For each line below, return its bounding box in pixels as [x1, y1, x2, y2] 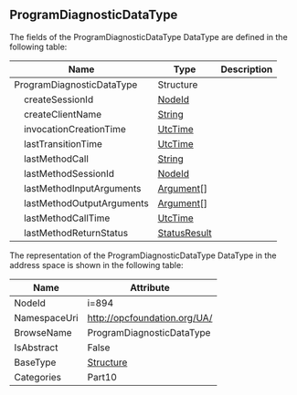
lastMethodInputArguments [24, 182, 142, 194]
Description [220, 63, 273, 76]
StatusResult [157, 226, 212, 239]
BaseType [14, 356, 57, 369]
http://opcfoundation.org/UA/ [87, 311, 213, 324]
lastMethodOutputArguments [24, 196, 149, 209]
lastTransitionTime [24, 137, 102, 150]
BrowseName [14, 326, 72, 338]
